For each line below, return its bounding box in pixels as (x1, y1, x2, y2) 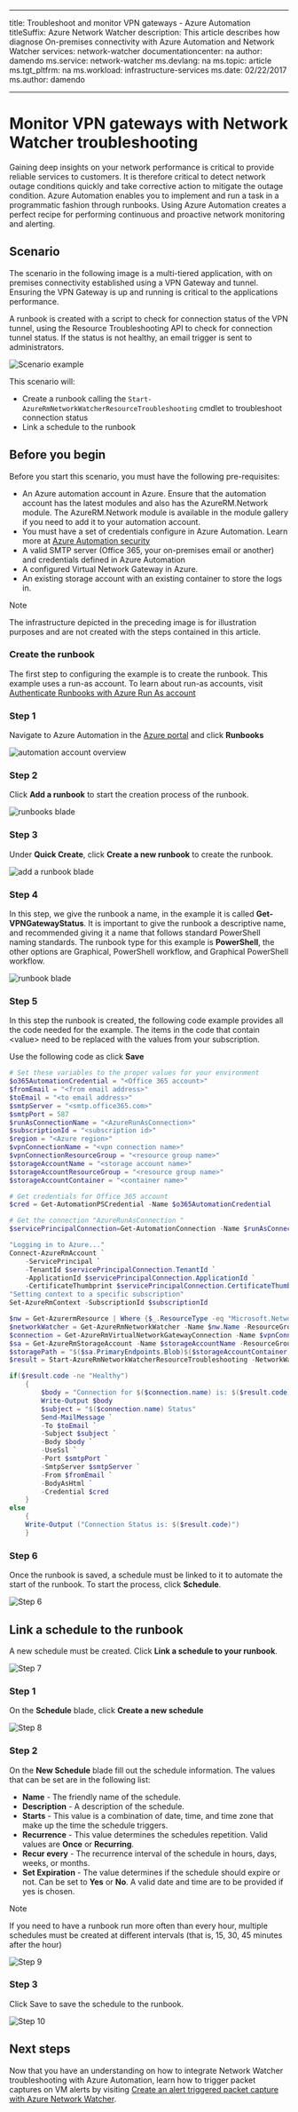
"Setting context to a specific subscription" (9, 1290, 184, 1299)
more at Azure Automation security (21, 535, 151, 546)
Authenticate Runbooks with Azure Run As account (9, 687, 196, 698)
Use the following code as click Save (9, 1052, 145, 1062)
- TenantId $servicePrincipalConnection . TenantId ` (25, 1265, 216, 1274)
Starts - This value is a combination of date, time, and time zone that (21, 1810, 274, 1821)
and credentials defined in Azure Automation (21, 554, 186, 565)
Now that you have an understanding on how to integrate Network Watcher (9, 2065, 284, 2076)
